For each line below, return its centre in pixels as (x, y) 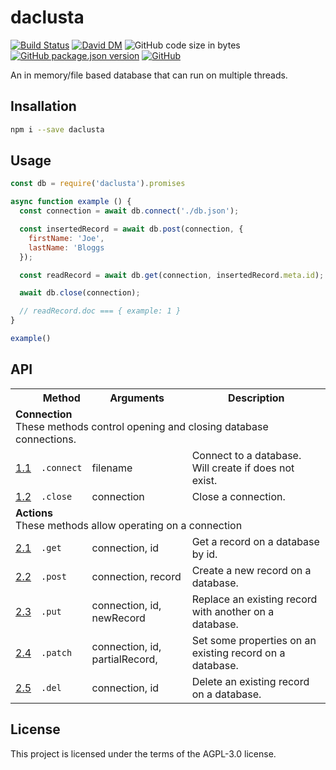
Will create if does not (243, 468)
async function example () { (71, 202)
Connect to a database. (246, 455)
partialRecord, (124, 659)
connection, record (136, 576)
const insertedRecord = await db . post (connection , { (131, 229)
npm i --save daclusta (57, 129)
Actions (34, 513)
